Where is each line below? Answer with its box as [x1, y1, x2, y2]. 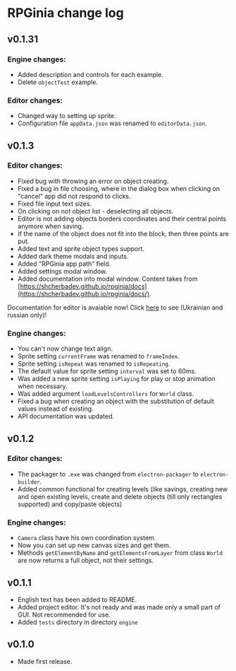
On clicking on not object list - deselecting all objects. [17, 206, 174, 215]
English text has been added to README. [17, 595, 137, 604]
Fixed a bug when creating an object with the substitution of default [17, 397, 214, 406]
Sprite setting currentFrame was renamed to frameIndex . [17, 352, 180, 361]
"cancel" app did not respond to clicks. [17, 192, 131, 200]
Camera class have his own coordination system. [17, 534, 156, 542]
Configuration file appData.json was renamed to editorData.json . [17, 119, 207, 128]
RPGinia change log [7, 5, 125, 21]
